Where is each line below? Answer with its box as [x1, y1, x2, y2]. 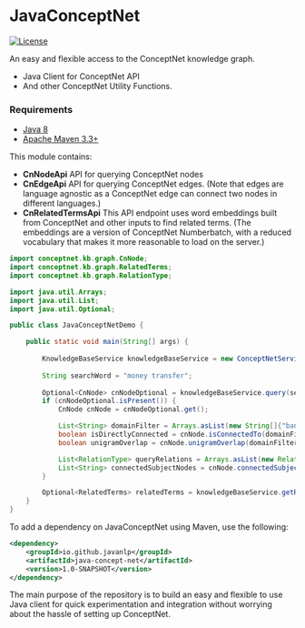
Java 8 [22, 124, 48, 135]
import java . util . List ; [9, 296, 100, 305]
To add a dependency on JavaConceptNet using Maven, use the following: [9, 522, 289, 532]
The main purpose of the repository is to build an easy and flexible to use [9, 589, 283, 601]
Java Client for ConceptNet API [22, 70, 141, 82]
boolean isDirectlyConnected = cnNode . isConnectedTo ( [57, 430, 266, 440]
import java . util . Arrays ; [9, 288, 107, 297]
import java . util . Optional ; [9, 304, 116, 314]
